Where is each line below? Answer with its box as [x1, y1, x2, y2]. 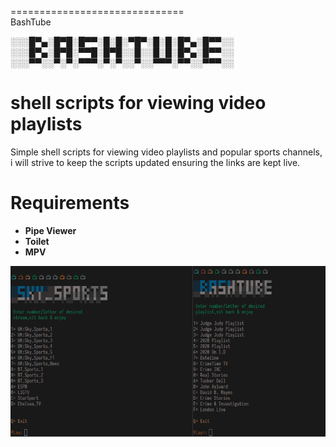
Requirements [10, 192, 130, 215]
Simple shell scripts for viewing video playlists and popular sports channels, [10, 146, 323, 158]
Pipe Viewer [24, 224, 77, 236]
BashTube [10, 16, 52, 28]
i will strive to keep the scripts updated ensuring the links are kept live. [10, 156, 301, 168]
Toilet [24, 235, 50, 247]
